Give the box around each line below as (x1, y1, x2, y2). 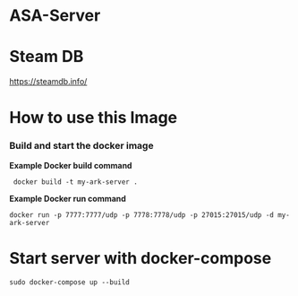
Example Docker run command (9, 193, 127, 204)
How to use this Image (9, 108, 178, 128)
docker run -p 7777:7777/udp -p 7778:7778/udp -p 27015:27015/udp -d (9, 210, 275, 220)
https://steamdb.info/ (9, 76, 88, 87)
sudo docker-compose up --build (9, 277, 130, 287)
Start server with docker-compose (9, 248, 272, 268)
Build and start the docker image (9, 140, 154, 152)
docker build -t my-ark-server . (13, 177, 139, 187)
